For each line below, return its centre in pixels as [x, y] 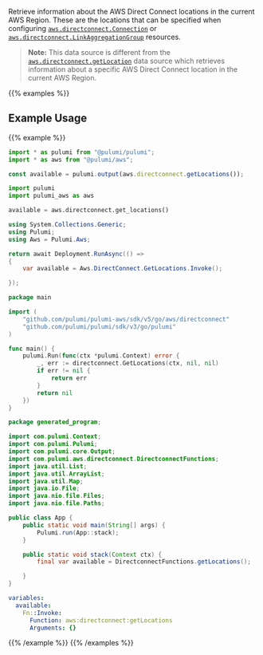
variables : [26, 598]
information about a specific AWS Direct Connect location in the [132, 69]
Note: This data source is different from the [99, 52]
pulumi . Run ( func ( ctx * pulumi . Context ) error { [101, 356]
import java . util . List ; [48, 466]
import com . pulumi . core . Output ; [62, 452]
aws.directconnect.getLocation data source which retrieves [126, 61]
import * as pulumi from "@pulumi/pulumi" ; [82, 152]
